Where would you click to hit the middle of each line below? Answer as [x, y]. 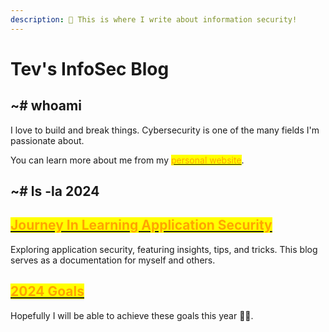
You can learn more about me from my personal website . [127, 160]
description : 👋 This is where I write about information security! [154, 19]
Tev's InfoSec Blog [90, 68]
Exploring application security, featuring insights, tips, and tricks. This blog [164, 249]
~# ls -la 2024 [55, 191]
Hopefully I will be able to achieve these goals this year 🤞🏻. [132, 315]
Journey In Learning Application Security [141, 225]
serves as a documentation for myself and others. [113, 260]
